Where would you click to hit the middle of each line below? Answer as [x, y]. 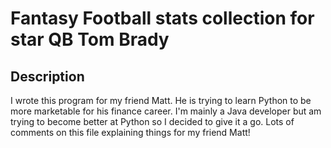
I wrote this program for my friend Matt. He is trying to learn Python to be [161, 100]
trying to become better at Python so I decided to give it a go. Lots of [152, 121]
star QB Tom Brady [90, 39]
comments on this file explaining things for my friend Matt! [130, 132]
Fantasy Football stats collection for [162, 18]
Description [47, 76]
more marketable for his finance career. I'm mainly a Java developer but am [166, 111]
